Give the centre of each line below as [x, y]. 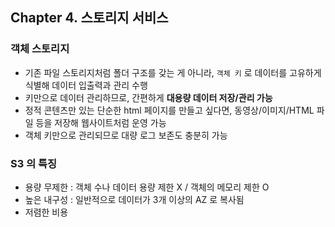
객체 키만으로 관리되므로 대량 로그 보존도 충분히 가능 [126, 135]
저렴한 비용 [46, 212]
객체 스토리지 [40, 49]
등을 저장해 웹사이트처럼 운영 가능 [101, 122]
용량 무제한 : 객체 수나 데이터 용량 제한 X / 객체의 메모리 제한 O [147, 187]
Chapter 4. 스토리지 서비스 [89, 18]
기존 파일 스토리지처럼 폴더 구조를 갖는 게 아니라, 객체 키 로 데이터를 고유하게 [173, 72]
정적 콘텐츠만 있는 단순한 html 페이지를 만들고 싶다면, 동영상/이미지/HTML [169, 110]
